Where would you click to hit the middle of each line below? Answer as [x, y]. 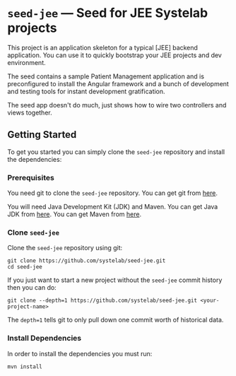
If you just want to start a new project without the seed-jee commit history [115, 280]
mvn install [25, 366]
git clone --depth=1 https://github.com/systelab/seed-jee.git [102, 301]
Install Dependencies [45, 339]
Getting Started [42, 135]
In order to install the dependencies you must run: [80, 353]
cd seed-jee [25, 267]
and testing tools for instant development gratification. [86, 91]
